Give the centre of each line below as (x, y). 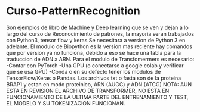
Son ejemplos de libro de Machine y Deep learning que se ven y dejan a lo (98, 27)
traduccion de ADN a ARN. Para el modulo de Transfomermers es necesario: (100, 59)
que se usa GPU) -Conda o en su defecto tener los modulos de (84, 71)
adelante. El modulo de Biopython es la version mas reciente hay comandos (99, 46)
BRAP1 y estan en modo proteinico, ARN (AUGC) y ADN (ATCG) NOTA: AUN (99, 84)
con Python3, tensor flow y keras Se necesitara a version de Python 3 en (96, 40)
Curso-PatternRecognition (73, 11)
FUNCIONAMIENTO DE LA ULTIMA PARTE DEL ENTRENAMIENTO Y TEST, (97, 97)
